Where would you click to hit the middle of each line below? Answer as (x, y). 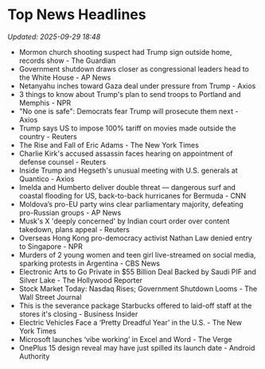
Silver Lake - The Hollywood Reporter (80, 280)
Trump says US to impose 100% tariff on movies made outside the (127, 128)
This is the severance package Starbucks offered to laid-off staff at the (135, 305)
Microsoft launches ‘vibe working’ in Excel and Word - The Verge (125, 339)
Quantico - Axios (47, 179)
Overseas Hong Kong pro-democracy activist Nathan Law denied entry (135, 238)
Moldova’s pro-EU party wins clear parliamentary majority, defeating (131, 204)
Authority (34, 356)
